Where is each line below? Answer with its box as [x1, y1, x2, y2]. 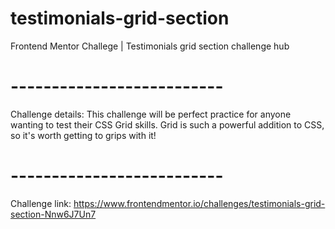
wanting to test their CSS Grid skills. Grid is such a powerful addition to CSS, [10, 118, 325, 131]
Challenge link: [10, 197, 72, 209]
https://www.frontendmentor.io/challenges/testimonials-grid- [73, 197, 326, 209]
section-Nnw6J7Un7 [10, 208, 97, 220]
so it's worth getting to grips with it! [10, 129, 157, 141]
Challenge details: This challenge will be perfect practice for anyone [10, 108, 292, 120]
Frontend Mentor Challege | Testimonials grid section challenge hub [10, 40, 290, 52]
